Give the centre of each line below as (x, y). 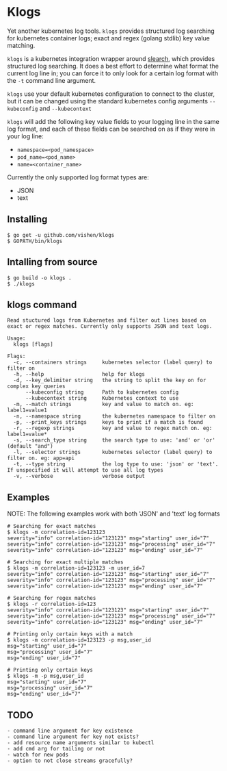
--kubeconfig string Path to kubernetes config (102, 392)
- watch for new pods (38, 755)
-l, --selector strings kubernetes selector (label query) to (113, 453)
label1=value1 (27, 410)
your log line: (26, 136)
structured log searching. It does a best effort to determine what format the (113, 66)
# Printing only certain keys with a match (70, 634)
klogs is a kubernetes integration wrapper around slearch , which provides (111, 58)
